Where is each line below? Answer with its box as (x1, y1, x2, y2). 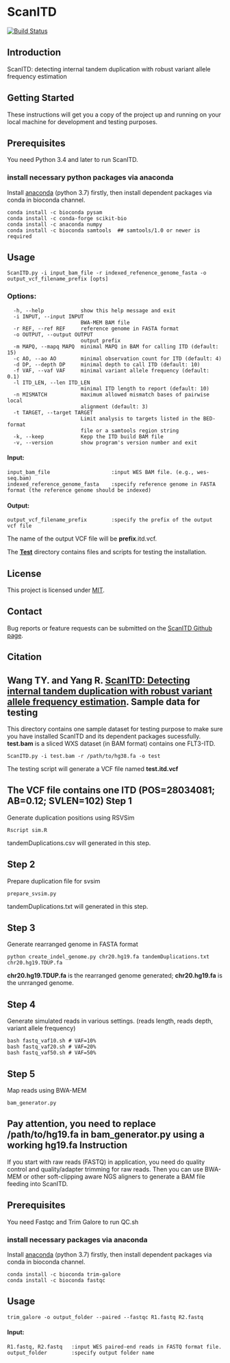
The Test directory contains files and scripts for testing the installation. (7, 548, 207, 556)
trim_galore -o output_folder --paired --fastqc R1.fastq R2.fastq (7, 1314, 204, 1320)
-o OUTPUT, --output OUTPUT (13, 331, 94, 338)
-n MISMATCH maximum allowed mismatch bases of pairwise (13, 391, 210, 398)
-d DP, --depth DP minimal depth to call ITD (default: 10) (13, 361, 201, 368)
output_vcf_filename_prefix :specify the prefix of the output (7, 517, 213, 523)
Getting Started (7, 92, 75, 104)
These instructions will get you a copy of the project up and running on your (7, 110, 221, 119)
